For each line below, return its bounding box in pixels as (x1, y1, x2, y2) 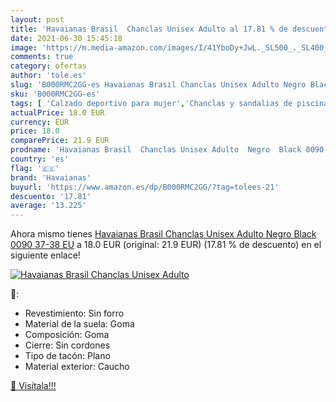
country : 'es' (10, 154, 70, 164)
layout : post (10, 14, 65, 25)
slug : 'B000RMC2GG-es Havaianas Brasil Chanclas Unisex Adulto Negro (10, 80, 307, 90)
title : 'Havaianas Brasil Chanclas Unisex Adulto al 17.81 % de (10, 24, 288, 34)
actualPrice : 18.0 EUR (10, 107, 105, 118)
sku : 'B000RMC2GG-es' (10, 89, 101, 99)
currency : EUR (10, 117, 70, 127)
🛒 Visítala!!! (10, 380, 57, 392)
